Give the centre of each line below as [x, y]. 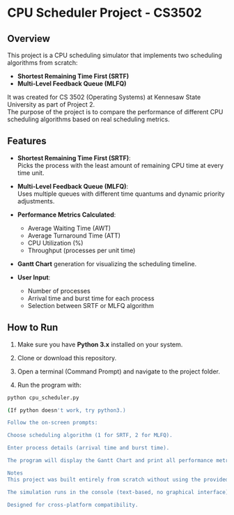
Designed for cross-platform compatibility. [73, 505]
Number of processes [59, 291]
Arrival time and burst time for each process [91, 298]
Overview [29, 39]
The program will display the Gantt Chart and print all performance [110, 461]
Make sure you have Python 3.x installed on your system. [100, 344]
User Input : [34, 277]
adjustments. [36, 201]
